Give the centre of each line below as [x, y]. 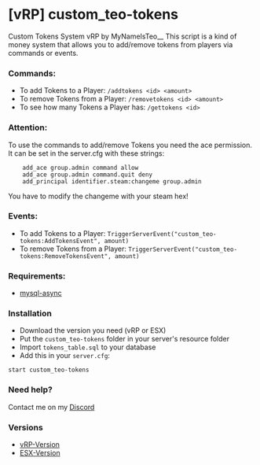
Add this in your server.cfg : [64, 356]
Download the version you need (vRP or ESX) [93, 330]
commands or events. [43, 53]
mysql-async [40, 293]
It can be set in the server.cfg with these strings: [86, 153]
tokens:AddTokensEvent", [60, 241]
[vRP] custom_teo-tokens [93, 15]
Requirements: [37, 275]
